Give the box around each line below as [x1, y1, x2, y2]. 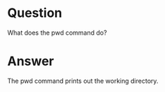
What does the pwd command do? [7, 28, 107, 37]
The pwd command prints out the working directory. [7, 76, 159, 85]
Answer [7, 53, 54, 69]
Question [7, 5, 62, 21]
